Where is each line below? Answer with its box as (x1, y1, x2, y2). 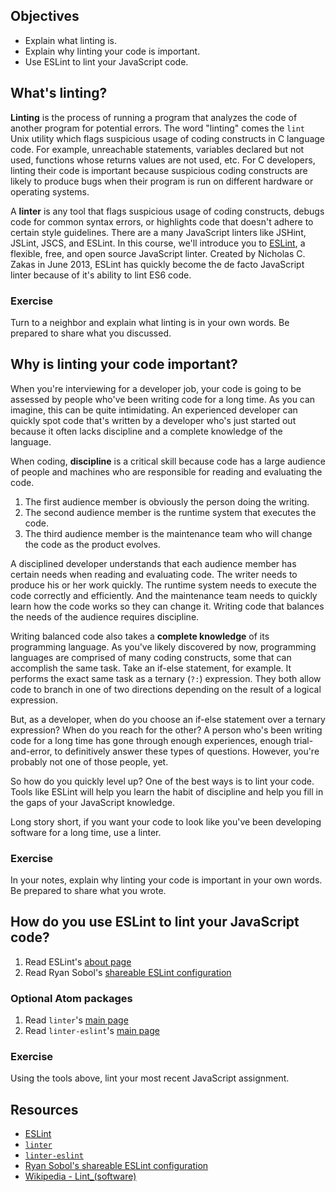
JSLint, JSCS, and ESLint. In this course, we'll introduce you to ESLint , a (10, 237, 306, 249)
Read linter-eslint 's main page (24, 1025, 160, 1037)
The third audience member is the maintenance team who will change (24, 527, 313, 539)
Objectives (10, 8, 80, 25)
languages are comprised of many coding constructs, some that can (10, 651, 292, 663)
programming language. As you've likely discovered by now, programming (10, 640, 317, 653)
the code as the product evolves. (24, 538, 161, 550)
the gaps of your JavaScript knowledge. (10, 796, 175, 808)
